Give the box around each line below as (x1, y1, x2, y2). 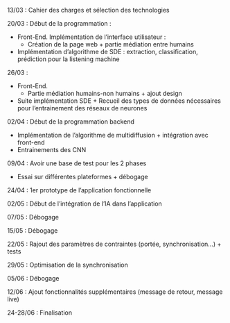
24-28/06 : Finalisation (7, 308, 73, 317)
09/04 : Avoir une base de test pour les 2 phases (7, 159, 147, 167)
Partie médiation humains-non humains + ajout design (27, 90, 182, 97)
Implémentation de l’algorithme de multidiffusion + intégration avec (17, 131, 209, 139)
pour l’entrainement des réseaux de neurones (17, 104, 148, 112)
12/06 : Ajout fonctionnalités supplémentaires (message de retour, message (7, 288, 223, 296)
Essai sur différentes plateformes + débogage (17, 173, 148, 181)
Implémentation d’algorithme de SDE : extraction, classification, (17, 48, 199, 56)
